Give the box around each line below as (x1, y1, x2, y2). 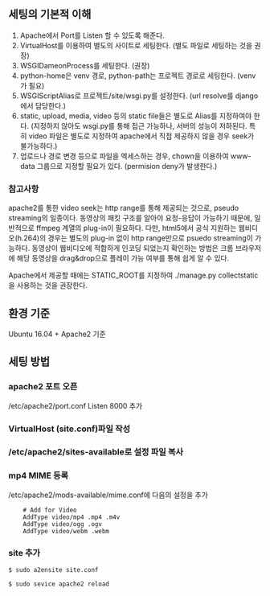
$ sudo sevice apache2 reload (8, 580, 110, 589)
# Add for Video (22, 506, 78, 514)
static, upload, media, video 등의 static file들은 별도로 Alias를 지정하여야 (19, 111, 252, 121)
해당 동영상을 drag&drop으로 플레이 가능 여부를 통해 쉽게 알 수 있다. (16, 253, 230, 263)
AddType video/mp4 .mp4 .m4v (22, 513, 121, 521)
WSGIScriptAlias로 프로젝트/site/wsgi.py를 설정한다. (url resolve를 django (19, 91, 259, 101)
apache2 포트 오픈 (8, 381, 78, 393)
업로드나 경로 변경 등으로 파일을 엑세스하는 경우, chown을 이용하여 (19, 151, 229, 161)
